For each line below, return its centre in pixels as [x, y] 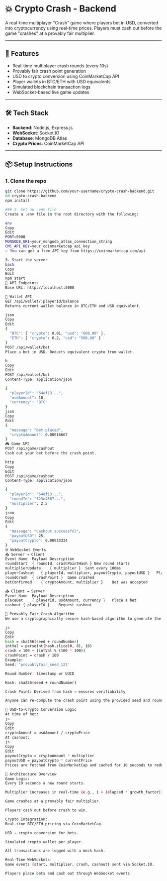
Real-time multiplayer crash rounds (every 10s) [60, 66]
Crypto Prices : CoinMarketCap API [48, 143]
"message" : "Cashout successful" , [45, 531]
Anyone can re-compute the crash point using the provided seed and [78, 701]
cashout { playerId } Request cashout [49, 605]
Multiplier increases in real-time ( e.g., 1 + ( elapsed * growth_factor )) [84, 792]
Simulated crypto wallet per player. [44, 842]
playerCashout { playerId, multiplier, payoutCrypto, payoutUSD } [78, 573]
